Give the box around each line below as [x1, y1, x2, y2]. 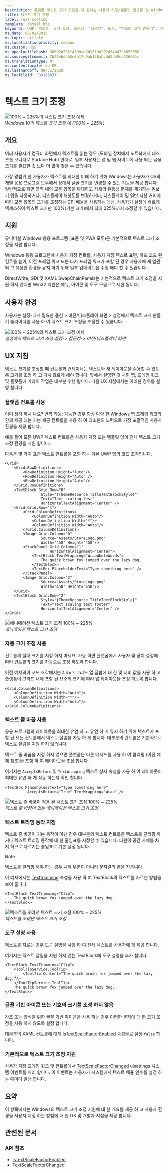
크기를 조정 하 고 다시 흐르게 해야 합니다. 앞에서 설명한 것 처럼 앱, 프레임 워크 [10, 372, 159, 378]
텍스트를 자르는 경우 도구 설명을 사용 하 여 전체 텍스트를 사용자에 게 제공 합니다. [5, 942, 160, 948]
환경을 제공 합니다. [5, 423, 41, 430]
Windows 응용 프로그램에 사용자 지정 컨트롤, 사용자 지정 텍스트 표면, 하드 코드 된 [5, 252, 162, 258]
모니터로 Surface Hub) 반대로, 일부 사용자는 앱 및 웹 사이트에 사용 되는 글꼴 [14, 156, 161, 162]
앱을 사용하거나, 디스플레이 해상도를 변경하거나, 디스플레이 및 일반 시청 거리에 [10, 192, 161, 199]
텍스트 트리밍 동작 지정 [5, 819, 56, 826]
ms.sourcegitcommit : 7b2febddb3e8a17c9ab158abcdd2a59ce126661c [5, 54, 140, 59]
